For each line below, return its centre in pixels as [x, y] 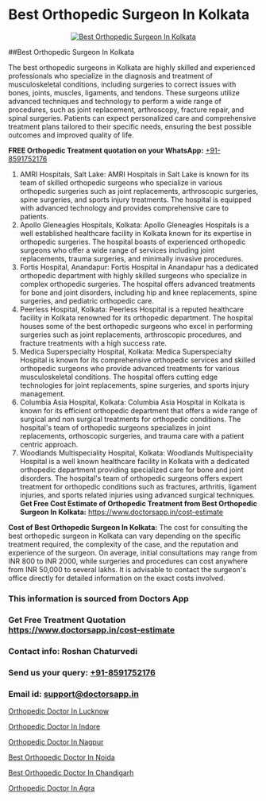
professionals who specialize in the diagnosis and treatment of [110, 75]
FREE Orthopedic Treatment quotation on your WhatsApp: [106, 150]
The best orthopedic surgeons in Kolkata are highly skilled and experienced [132, 67]
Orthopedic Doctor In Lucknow [59, 711]
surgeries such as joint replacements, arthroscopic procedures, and [131, 335]
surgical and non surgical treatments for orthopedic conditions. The [130, 419]
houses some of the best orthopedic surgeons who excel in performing [136, 326]
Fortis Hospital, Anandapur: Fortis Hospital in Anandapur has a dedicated [139, 267]
